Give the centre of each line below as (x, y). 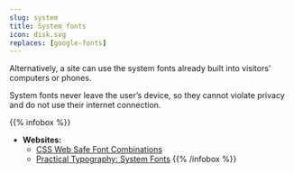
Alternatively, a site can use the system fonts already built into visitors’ (140, 68)
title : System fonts (48, 26)
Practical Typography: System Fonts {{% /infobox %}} (136, 159)
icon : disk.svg (38, 34)
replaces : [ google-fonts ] (58, 43)
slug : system (34, 18)
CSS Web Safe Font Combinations (99, 150)
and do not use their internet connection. (85, 105)
